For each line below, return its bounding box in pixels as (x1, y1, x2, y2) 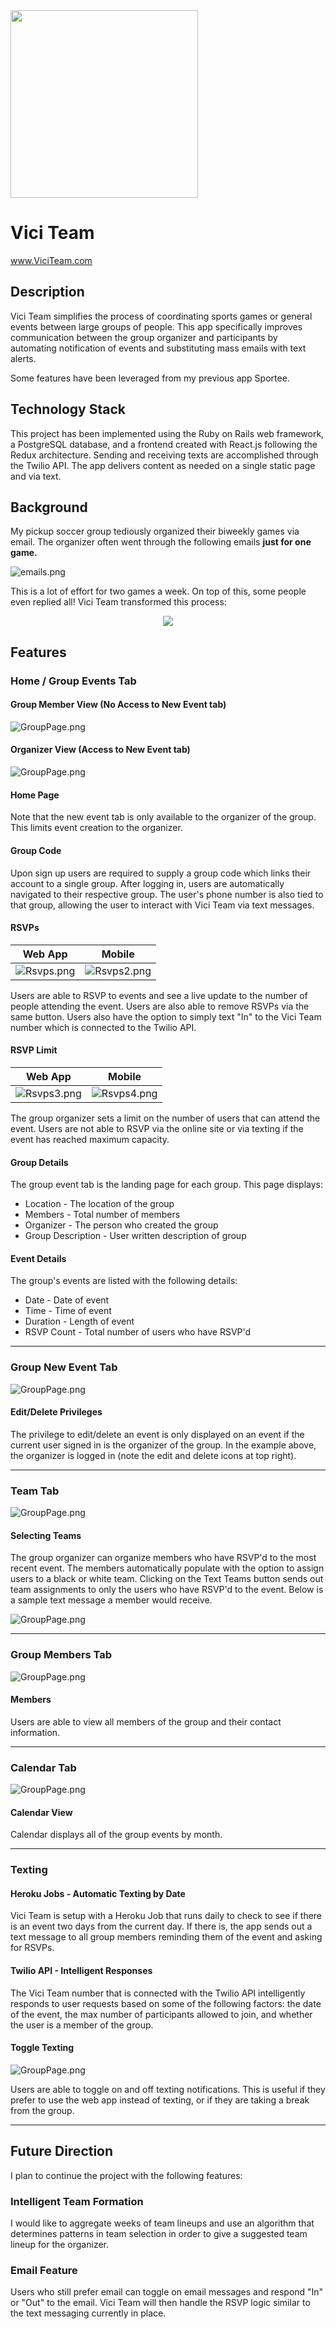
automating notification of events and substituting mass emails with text (10, 342, 307, 354)
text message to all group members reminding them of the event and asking (10, 1931, 323, 1943)
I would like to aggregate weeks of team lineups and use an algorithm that (10, 2217, 315, 2229)
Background (10, 499, 88, 516)
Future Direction (10, 2143, 114, 2160)
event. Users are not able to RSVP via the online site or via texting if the (10, 1122, 304, 1134)
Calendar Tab (10, 1760, 77, 1774)
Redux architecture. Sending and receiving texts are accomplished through (10, 449, 319, 461)
